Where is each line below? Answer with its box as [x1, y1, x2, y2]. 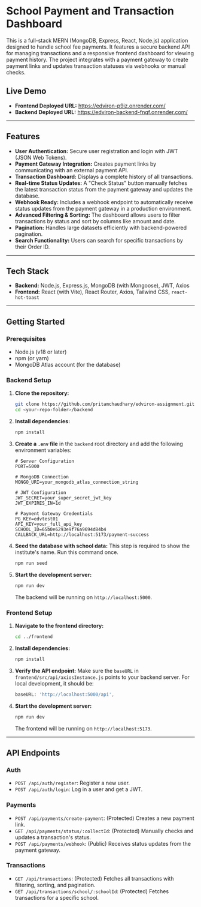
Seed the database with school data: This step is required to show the [14, 542, 190, 549]
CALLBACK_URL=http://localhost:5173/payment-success [14, 531, 150, 538]
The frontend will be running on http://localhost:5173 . [14, 725, 152, 732]
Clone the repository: [14, 390, 69, 397]
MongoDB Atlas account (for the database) [14, 361, 121, 369]
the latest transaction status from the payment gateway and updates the [14, 185, 193, 193]
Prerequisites [6, 334, 46, 343]
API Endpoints [6, 747, 60, 758]
